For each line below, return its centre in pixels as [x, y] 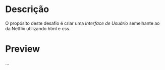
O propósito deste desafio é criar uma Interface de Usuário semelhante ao [82, 23]
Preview [23, 49]
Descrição [27, 9]
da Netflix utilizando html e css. [38, 28]
